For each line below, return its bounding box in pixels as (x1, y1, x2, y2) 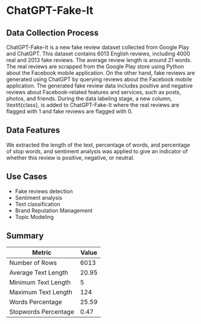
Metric (32, 249, 52, 257)
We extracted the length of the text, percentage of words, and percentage (6, 141, 190, 148)
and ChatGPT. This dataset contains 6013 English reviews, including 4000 (6, 50, 190, 57)
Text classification (14, 200, 60, 208)
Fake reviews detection (14, 188, 73, 195)
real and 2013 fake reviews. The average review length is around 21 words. (6, 57, 192, 63)
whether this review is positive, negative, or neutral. (6, 154, 135, 161)
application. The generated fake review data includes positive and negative (6, 82, 193, 89)
